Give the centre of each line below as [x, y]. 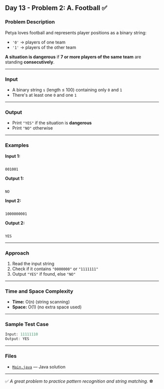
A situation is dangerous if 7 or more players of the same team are [73, 57]
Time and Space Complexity [39, 291]
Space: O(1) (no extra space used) [47, 307]
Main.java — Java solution [39, 367]
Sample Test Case [27, 324]
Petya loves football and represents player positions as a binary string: [76, 32]
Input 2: [13, 200]
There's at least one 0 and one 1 [44, 95]
